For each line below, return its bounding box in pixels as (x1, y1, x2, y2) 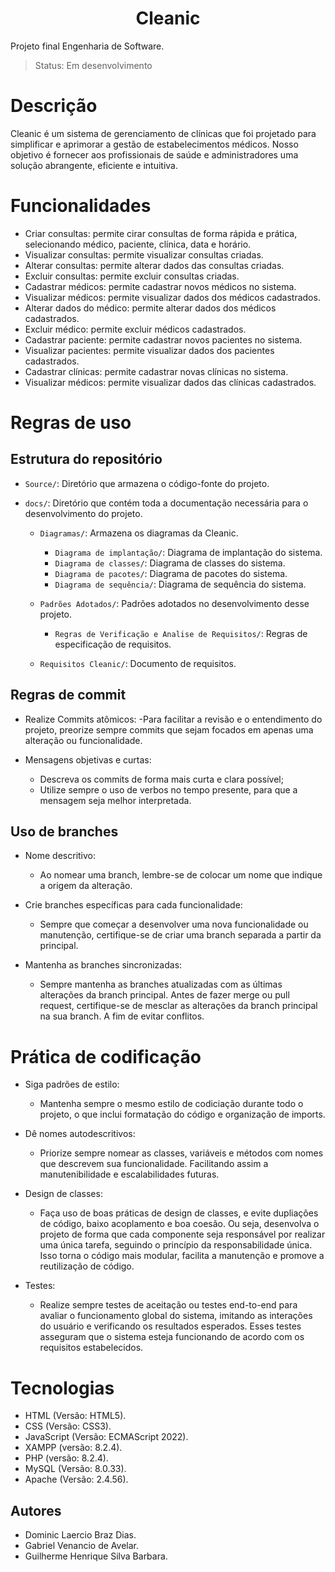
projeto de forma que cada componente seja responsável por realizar (39, 1228, 326, 1241)
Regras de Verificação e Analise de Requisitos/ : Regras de (54, 627, 308, 639)
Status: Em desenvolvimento (34, 59, 153, 71)
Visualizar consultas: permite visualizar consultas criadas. (24, 248, 264, 261)
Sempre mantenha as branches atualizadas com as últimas (39, 978, 283, 991)
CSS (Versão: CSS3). (24, 1420, 112, 1432)
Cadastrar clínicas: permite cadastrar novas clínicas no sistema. (24, 365, 289, 377)
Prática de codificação (10, 1045, 202, 1068)
